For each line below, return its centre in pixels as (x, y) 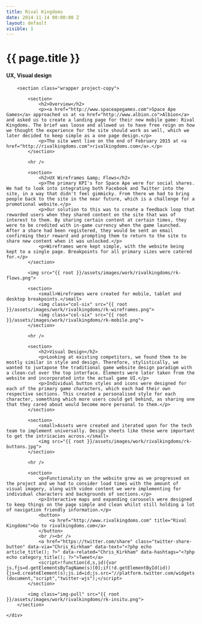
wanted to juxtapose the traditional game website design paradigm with (99, 367)
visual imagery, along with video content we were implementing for (94, 488)
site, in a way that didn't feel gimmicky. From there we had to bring (98, 193)
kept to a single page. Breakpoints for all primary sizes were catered (99, 251)
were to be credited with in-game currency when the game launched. (94, 225)
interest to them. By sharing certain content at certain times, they (96, 220)
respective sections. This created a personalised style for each (91, 394)
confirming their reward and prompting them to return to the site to (96, 236)
